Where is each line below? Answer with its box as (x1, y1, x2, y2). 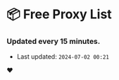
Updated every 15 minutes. (6, 37, 101, 47)
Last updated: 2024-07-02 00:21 (16, 52, 110, 61)
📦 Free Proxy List (6, 6, 112, 23)
